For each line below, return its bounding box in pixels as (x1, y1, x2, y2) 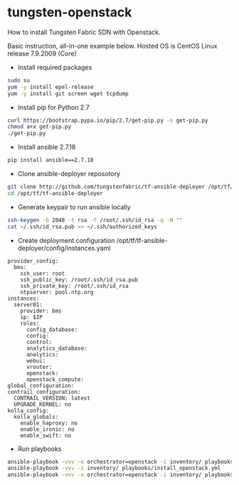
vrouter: (26, 363, 53, 370)
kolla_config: (7, 407, 50, 414)
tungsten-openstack (7, 4, 132, 21)
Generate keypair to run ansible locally (17, 202, 131, 211)
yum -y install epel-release (7, 83, 94, 90)
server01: (14, 301, 43, 308)
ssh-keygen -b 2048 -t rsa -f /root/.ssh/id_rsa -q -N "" (7, 217, 183, 224)
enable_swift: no (20, 432, 72, 439)
